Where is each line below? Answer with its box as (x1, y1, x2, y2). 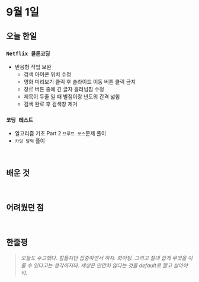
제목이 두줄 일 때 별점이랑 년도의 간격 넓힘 (23, 93, 120, 100)
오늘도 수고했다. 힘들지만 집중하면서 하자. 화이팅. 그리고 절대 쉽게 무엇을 (20, 254, 187, 261)
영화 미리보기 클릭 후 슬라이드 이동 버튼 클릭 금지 (23, 78, 136, 85)
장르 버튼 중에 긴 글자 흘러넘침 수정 (23, 85, 105, 93)
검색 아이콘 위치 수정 (23, 71, 72, 78)
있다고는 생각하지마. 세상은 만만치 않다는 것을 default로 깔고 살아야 (33, 262, 188, 269)
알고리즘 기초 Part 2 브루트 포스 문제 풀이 (14, 130, 107, 137)
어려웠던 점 (6, 202, 44, 213)
